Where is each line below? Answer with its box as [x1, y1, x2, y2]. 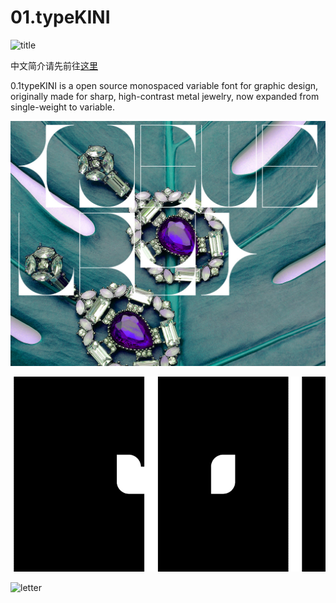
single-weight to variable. [10, 101, 116, 113]
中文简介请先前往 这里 [10, 59, 98, 71]
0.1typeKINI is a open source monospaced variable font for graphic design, [10, 79, 319, 91]
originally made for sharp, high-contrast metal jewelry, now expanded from [10, 90, 320, 102]
